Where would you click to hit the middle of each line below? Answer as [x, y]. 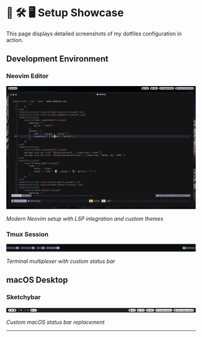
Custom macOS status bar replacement [56, 322]
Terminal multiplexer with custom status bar [61, 261]
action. [15, 40]
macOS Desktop [37, 280]
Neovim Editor [28, 76]
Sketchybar [23, 297]
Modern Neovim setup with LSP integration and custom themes [85, 218]
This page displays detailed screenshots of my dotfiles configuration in [94, 33]
